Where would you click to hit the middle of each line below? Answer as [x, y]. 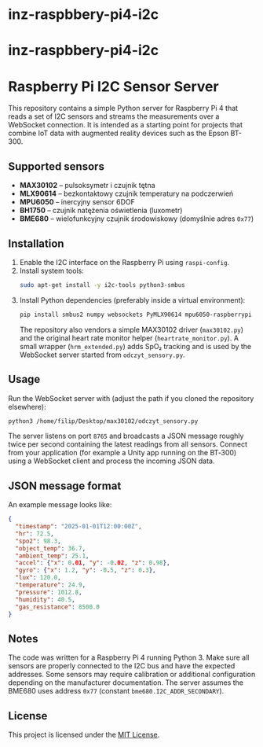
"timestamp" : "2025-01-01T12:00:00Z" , [79, 527]
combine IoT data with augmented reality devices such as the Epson [119, 133]
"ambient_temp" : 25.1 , [52, 556]
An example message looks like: [60, 505]
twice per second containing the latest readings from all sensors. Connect [128, 444]
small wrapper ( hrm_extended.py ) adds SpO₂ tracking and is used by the [135, 346]
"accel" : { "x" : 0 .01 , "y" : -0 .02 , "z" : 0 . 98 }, [93, 563]
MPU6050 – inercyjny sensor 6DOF [77, 202]
